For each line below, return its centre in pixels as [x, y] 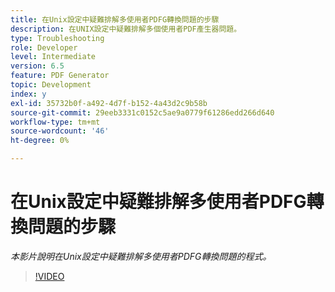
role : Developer [44, 47]
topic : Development [51, 85]
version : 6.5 [37, 66]
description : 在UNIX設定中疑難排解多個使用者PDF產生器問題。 [126, 29]
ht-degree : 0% [40, 141]
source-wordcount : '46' [60, 131]
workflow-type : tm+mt [55, 122]
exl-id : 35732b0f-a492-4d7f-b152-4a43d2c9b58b [109, 103]
